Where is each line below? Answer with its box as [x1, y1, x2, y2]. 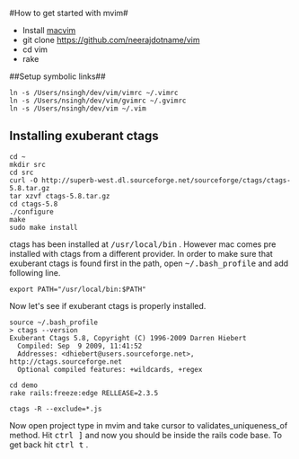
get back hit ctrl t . [9, 439, 89, 450]
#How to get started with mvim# [9, 8, 128, 18]
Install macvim [22, 25, 76, 35]
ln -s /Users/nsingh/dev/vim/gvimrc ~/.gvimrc [9, 96, 187, 105]
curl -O [9, 175, 39, 185]
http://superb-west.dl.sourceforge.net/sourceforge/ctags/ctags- [41, 175, 292, 185]
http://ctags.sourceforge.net [9, 357, 123, 366]
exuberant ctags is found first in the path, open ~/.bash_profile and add [9, 258, 289, 269]
